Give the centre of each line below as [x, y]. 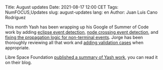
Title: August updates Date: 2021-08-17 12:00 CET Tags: [62, 7]
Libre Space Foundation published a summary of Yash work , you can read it [81, 57]
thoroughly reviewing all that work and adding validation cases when [74, 43]
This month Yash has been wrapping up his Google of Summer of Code [77, 27]
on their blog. [19, 62]
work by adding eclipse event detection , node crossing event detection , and [82, 32]
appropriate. [18, 48]
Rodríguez [15, 17]
